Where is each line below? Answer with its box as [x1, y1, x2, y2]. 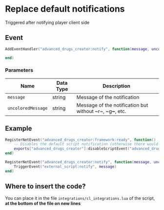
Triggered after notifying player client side [5, 19, 90, 25]
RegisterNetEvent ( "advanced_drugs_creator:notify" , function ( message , [5, 160, 152, 165]
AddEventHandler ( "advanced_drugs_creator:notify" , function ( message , [5, 46, 150, 52]
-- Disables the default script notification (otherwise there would [14, 142, 159, 147]
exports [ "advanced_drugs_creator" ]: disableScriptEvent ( [14, 146, 130, 152]
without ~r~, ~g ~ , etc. [76, 108, 126, 115]
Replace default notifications [5, 3, 125, 15]
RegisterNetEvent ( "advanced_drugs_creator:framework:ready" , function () [5, 137, 156, 142]
